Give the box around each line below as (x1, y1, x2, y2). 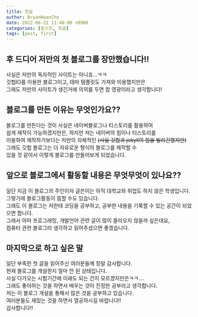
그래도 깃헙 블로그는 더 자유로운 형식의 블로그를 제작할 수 (6, 143, 137, 151)
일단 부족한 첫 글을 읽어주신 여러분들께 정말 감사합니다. (6, 260, 132, 267)
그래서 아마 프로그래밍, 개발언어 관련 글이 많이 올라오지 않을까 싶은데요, (6, 217, 170, 224)
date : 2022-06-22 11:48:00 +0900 (6, 20, 89, 25)
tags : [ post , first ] (6, 31, 57, 37)
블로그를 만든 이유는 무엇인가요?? (6, 105, 121, 115)
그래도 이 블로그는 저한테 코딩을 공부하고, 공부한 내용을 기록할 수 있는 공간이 (6, 202, 181, 209)
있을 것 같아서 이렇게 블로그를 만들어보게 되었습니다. (6, 151, 126, 158)
